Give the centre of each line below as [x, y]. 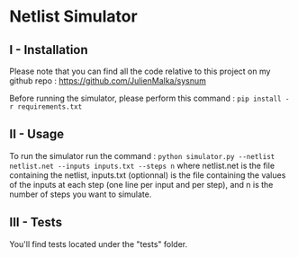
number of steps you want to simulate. [81, 194]
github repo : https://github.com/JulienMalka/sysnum [108, 81]
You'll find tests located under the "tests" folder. [99, 244]
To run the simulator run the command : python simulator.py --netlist [142, 155]
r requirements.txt [46, 107]
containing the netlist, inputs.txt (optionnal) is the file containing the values [148, 175]
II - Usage [37, 134]
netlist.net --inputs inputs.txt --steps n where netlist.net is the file [142, 165]
